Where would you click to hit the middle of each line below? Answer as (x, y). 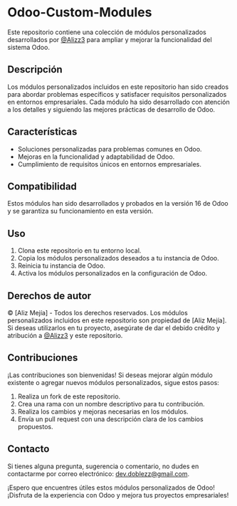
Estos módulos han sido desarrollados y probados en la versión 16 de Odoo (118, 204)
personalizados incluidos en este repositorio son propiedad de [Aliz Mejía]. (117, 320)
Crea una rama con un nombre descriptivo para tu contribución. (111, 404)
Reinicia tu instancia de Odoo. (61, 266)
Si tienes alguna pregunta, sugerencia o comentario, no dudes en (103, 466)
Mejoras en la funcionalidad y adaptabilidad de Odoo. (96, 157)
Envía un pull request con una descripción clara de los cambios (111, 419)
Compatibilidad (42, 186)
